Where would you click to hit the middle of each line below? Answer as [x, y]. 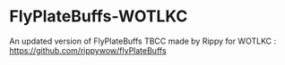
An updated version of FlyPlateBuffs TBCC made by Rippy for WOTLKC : [143, 41]
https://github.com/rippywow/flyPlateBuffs [88, 50]
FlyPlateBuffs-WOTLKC [99, 16]
